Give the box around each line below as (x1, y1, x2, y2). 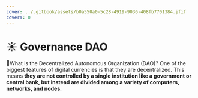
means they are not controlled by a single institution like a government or (6, 72, 192, 79)
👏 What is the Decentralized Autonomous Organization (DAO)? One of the (6, 60, 186, 67)
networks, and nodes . (6, 85, 62, 93)
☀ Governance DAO (6, 40, 108, 54)
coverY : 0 (6, 14, 31, 20)
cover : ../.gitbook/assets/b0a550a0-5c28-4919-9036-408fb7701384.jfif (6, 8, 187, 15)
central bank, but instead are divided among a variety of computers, (6, 79, 179, 86)
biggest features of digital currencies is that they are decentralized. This (6, 66, 185, 73)
